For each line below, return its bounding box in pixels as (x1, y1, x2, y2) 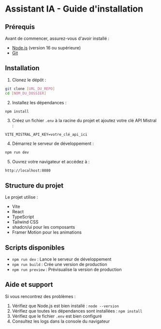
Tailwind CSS (12, 219, 39, 225)
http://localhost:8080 (5, 168, 51, 173)
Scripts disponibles (5, 243, 65, 251)
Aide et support (5, 281, 53, 289)
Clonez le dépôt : (12, 77, 46, 83)
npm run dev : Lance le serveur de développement (12, 256, 112, 262)
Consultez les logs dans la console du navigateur (12, 318, 110, 324)
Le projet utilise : (5, 194, 38, 200)
